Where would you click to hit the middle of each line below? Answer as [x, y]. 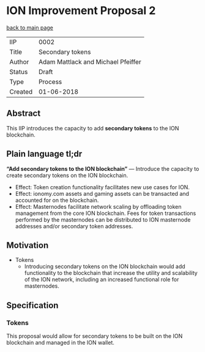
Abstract [24, 114]
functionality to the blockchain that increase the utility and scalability [111, 273]
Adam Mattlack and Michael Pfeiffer [90, 62]
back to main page [30, 28]
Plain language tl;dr [44, 154]
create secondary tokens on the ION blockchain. [67, 175]
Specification [32, 305]
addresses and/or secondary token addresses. [74, 226]
